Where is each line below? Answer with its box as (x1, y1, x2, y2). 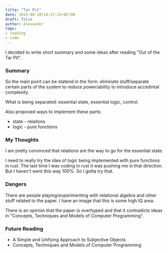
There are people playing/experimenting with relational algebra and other (5, 192, 157, 198)
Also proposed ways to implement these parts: (5, 109, 102, 115)
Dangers (5, 181, 27, 188)
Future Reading (5, 225, 44, 232)
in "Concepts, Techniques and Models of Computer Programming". (5, 212, 144, 219)
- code (5, 36, 19, 41)
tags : (5, 26, 17, 31)
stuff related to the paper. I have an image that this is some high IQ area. (5, 197, 155, 204)
